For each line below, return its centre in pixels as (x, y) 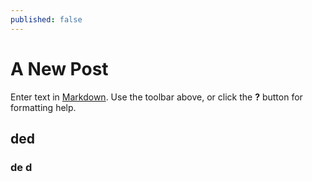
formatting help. (43, 107)
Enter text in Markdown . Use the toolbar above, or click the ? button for (156, 97)
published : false (46, 19)
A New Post (59, 68)
